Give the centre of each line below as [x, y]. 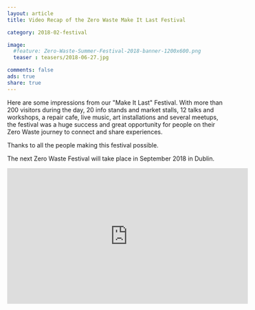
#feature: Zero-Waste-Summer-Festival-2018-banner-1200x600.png [107, 51]
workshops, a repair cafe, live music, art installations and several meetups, [113, 117]
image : [16, 45]
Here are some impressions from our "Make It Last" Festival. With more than [115, 102]
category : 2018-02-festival [47, 32]
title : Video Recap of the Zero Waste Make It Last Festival [97, 20]
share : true [24, 83]
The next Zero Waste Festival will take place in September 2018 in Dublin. [111, 158]
